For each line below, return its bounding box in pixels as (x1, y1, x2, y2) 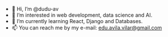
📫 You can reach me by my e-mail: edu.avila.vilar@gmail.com (11, 24, 163, 31)
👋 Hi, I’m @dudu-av (11, 6, 59, 12)
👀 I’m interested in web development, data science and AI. (11, 12, 153, 18)
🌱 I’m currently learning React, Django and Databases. (11, 18, 143, 24)
